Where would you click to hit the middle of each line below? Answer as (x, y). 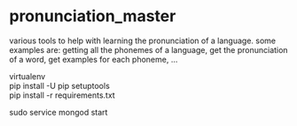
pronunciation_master (93, 16)
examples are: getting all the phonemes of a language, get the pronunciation (148, 49)
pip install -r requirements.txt (62, 95)
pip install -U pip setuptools (60, 85)
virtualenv (27, 76)
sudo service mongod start (59, 112)
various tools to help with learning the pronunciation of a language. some (143, 41)
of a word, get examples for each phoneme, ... (94, 59)
